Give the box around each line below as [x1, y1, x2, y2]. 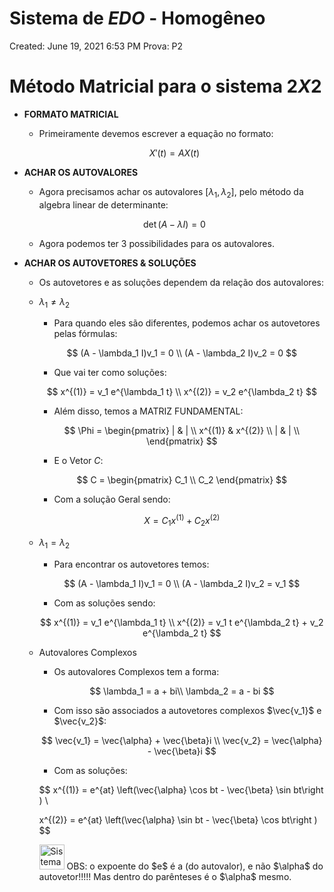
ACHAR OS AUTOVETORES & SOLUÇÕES [23, 257, 197, 269]
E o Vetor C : [53, 455, 104, 467]
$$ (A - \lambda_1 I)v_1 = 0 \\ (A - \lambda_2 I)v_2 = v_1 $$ [63, 577, 301, 589]
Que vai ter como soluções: [53, 367, 167, 379]
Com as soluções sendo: [53, 597, 156, 609]
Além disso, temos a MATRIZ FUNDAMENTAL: [53, 405, 244, 417]
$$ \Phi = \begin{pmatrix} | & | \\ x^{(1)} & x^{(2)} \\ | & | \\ [63, 425, 301, 437]
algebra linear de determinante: [38, 198, 169, 211]
